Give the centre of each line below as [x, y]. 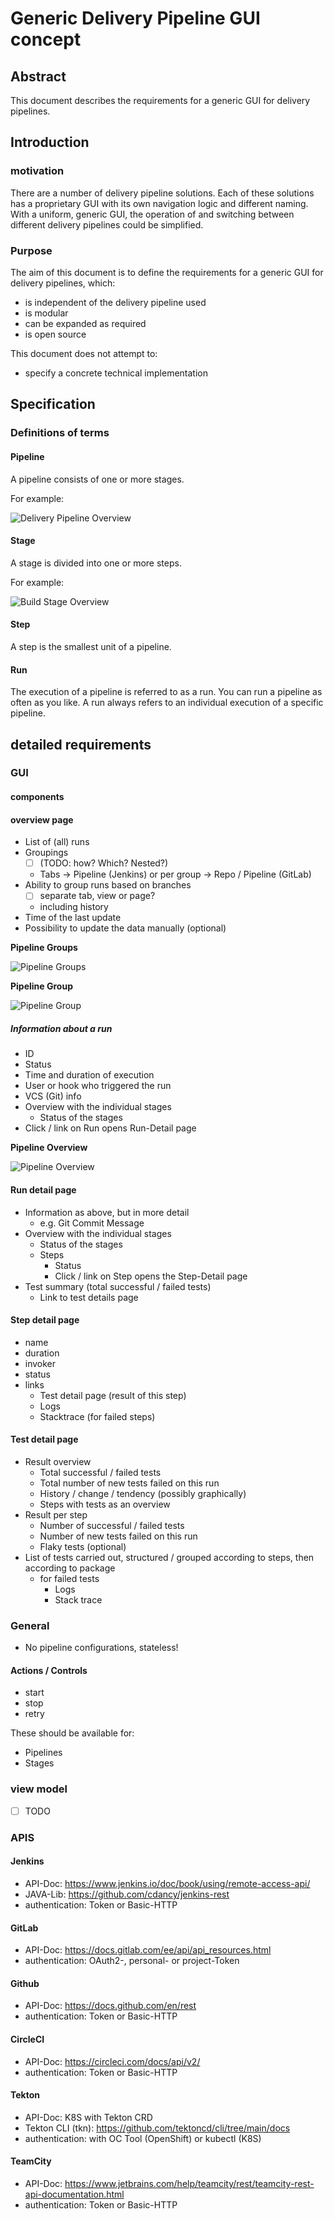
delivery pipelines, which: [63, 283]
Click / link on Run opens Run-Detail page [110, 1128]
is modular [46, 313]
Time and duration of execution [89, 1075]
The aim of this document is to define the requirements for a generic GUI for [167, 272]
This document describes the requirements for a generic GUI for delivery [160, 100]
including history [74, 907]
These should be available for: [72, 1733]
